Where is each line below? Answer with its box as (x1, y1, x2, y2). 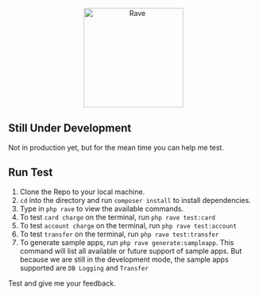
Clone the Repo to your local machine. (19, 187, 145, 197)
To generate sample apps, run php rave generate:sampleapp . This (19, 237, 234, 247)
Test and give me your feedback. (8, 278, 117, 288)
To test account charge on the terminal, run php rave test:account (19, 220, 237, 230)
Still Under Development (8, 122, 132, 135)
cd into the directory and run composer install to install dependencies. (19, 195, 252, 204)
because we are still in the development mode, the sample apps (19, 255, 229, 264)
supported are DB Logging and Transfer (19, 263, 149, 272)
